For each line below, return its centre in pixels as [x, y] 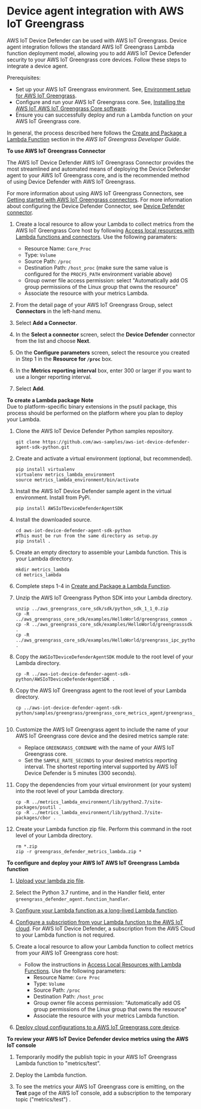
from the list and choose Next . [53, 341]
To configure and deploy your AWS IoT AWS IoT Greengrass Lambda [93, 863]
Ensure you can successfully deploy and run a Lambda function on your [104, 115]
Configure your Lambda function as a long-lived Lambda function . [97, 910]
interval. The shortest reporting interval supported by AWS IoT [101, 767]
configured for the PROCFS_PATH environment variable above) [98, 274]
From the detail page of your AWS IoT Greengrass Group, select [94, 305]
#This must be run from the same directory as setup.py [86, 536]
